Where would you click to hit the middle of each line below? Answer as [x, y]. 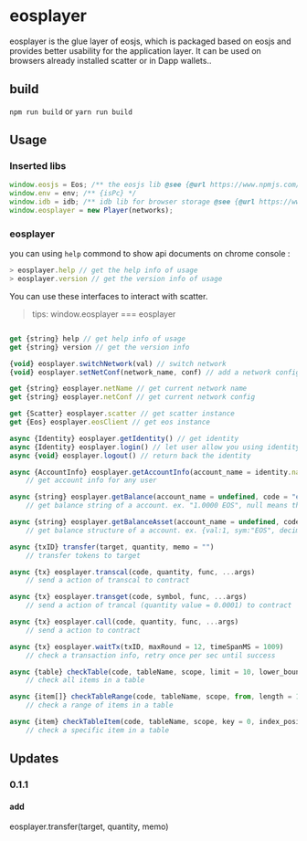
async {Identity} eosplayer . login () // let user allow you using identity [155, 447]
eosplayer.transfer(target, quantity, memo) [89, 826]
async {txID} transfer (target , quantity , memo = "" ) [112, 547]
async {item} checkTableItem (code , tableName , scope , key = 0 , [132, 722]
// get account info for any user [91, 480]
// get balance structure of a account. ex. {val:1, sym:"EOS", [151, 531]
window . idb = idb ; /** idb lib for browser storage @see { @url [132, 202]
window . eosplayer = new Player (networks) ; [91, 211]
